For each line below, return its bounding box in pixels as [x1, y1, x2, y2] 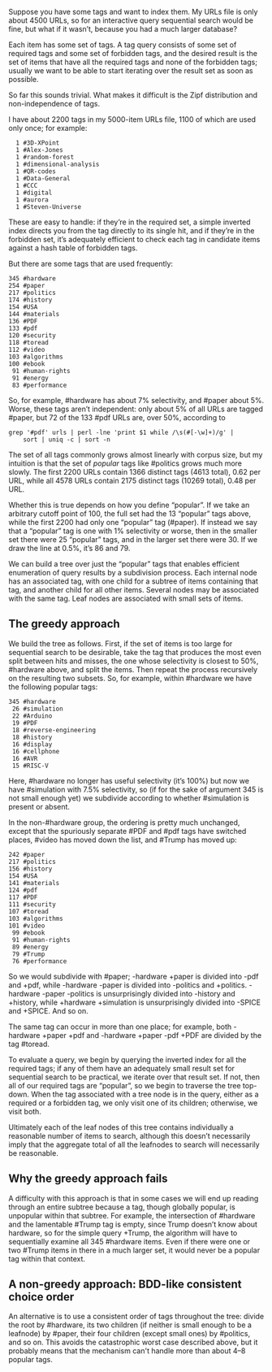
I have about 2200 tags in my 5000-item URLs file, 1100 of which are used [8, 115, 256, 124]
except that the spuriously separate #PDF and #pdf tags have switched [8, 826, 247, 836]
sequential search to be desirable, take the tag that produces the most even [8, 647, 261, 657]
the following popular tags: [8, 682, 98, 692]
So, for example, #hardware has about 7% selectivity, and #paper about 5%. [8, 396, 265, 405]
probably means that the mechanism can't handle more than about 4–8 [8, 1346, 246, 1356]
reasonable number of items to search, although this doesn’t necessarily [8, 1131, 251, 1140]
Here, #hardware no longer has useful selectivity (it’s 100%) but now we [8, 775, 250, 785]
